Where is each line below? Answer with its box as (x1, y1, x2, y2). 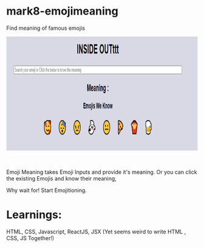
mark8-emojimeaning (6, 4, 118, 18)
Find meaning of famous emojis (6, 24, 85, 32)
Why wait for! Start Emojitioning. (6, 187, 87, 194)
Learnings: (6, 208, 62, 222)
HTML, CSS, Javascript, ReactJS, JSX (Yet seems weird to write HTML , (6, 228, 186, 235)
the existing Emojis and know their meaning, (6, 174, 117, 182)
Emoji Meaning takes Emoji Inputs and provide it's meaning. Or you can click (6, 168, 197, 176)
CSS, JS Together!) (6, 234, 55, 241)
